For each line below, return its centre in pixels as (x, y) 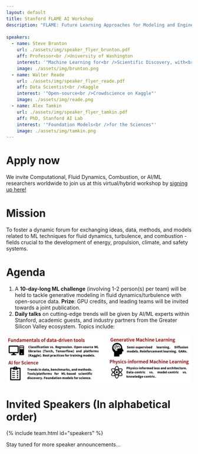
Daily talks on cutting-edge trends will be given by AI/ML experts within (102, 314)
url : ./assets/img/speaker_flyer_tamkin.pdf (72, 112)
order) (22, 417)
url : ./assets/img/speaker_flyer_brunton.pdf (74, 50)
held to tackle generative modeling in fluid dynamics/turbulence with (98, 295)
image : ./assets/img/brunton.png (58, 68)
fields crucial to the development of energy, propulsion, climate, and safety (97, 243)
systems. (17, 249)
